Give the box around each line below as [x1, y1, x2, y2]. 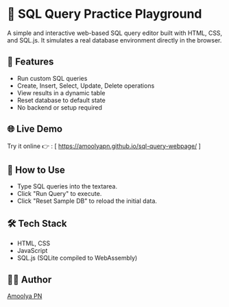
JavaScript [16, 247, 48, 255]
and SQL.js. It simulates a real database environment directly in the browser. [7, 36, 222, 44]
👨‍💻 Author [7, 273, 52, 285]
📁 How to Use [7, 164, 65, 175]
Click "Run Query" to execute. [16, 190, 102, 198]
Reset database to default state [16, 96, 106, 104]
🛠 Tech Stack [7, 217, 67, 229]
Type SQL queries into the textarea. [16, 182, 118, 191]
